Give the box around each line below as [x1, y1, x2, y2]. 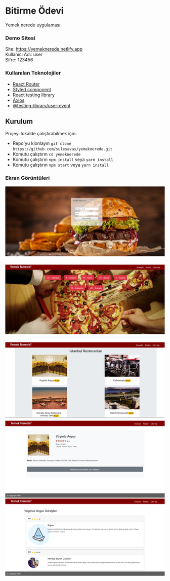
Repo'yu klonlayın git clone [12, 140, 72, 146]
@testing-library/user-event [12, 102, 71, 108]
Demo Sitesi [5, 34, 35, 42]
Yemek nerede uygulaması [5, 22, 61, 28]
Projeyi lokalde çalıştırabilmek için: [5, 131, 77, 137]
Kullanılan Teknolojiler [5, 69, 61, 76]
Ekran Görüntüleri [5, 175, 50, 182]
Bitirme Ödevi [5, 5, 64, 17]
